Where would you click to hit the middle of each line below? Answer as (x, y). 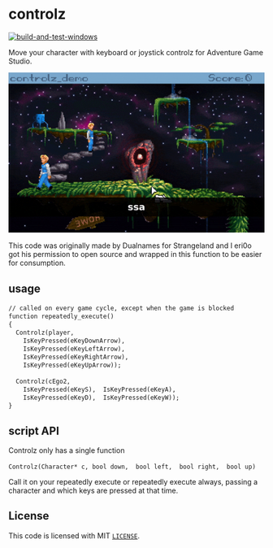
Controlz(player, (45, 333)
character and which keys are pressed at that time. (93, 491)
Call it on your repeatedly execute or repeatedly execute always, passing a (133, 482)
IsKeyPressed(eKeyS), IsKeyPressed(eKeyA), (100, 390)
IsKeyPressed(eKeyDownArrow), (74, 341)
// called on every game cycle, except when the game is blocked (121, 309)
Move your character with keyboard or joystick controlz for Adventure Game (136, 52)
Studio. (20, 61)
